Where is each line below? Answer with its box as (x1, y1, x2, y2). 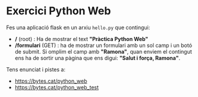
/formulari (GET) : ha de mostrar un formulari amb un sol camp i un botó (14, 42, 192, 49)
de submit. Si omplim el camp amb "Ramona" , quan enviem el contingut (14, 48, 192, 55)
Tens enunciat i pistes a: (6, 65, 65, 73)
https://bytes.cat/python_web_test (14, 83, 99, 90)
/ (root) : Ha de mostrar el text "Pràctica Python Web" (14, 35, 149, 42)
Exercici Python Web (6, 4, 111, 18)
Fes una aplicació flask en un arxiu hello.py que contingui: (6, 24, 150, 31)
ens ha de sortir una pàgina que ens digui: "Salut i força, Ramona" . (14, 54, 180, 61)
